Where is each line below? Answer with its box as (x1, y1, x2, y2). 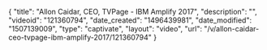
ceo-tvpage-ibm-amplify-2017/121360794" (8, 32, 152, 42)
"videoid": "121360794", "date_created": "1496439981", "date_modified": (8, 15, 252, 25)
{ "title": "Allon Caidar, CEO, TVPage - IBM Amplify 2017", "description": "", (8, 7, 257, 16)
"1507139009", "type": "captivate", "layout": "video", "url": (8, 24, 203, 33)
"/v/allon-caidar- (204, 24, 260, 33)
